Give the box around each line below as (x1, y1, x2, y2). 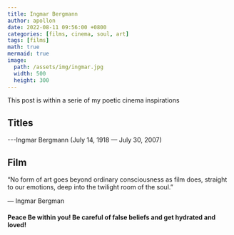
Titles (7, 117, 34, 129)
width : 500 (14, 70, 46, 77)
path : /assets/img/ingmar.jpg (14, 63, 103, 70)
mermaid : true (7, 51, 50, 58)
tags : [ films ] (7, 37, 50, 44)
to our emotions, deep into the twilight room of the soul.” (7, 183, 173, 191)
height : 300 (14, 76, 50, 84)
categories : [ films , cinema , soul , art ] (7, 30, 130, 38)
